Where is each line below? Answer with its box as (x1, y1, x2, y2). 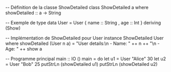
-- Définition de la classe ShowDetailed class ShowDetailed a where (5, 5, 148, 10)
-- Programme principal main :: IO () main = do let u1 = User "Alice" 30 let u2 (5, 56, 166, 62)
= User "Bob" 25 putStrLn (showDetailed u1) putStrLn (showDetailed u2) (5, 61, 158, 67)
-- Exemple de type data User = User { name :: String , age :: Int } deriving (5, 20, 161, 26)
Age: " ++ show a (5, 46, 42, 52)
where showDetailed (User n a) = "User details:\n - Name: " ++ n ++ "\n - (5, 40, 160, 46)
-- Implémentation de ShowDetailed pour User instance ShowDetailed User (5, 35, 164, 41)
